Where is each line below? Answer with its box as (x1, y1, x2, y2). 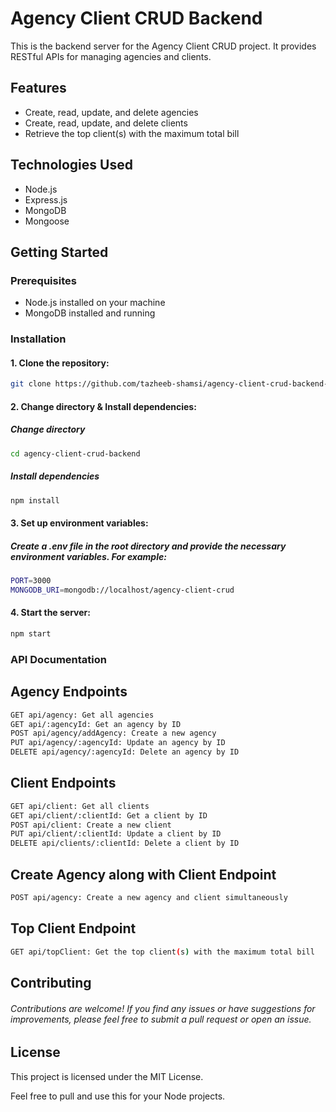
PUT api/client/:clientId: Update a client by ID (10, 829, 222, 839)
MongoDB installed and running (24, 307, 156, 319)
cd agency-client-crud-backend (10, 448, 141, 459)
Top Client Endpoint (10, 920, 137, 937)
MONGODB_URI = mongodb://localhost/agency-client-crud (10, 585, 235, 595)
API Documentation (10, 652, 108, 666)
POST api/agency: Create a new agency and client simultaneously (10, 893, 288, 903)
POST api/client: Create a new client (10, 820, 172, 830)
